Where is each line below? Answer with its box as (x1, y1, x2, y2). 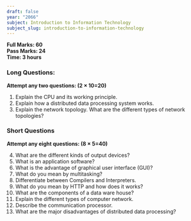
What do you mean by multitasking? (15, 170, 103, 177)
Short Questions (6, 127, 55, 135)
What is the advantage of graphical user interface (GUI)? (15, 164, 153, 171)
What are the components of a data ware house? (15, 189, 134, 196)
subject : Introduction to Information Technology (6, 19, 131, 25)
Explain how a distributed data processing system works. (15, 100, 154, 107)
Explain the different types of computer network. (15, 195, 134, 202)
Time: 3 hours (6, 54, 42, 61)
